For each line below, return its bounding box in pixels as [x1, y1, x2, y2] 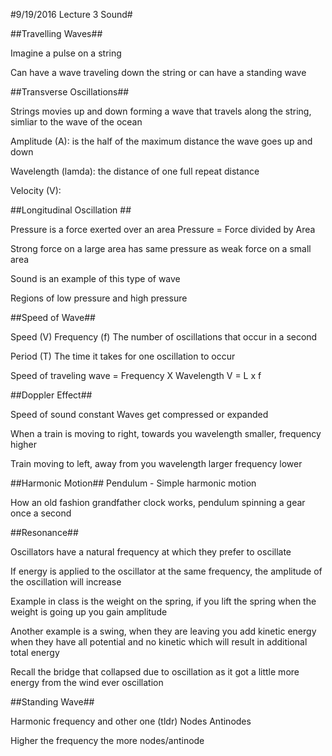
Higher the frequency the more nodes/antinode [10, 735, 205, 746]
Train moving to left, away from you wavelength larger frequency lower [10, 458, 303, 469]
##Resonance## [10, 527, 79, 538]
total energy [10, 647, 60, 658]
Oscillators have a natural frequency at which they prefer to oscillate [10, 546, 292, 558]
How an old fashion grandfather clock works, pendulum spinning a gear [10, 497, 306, 508]
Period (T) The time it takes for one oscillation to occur [10, 350, 236, 362]
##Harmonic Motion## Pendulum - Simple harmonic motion [10, 477, 257, 489]
